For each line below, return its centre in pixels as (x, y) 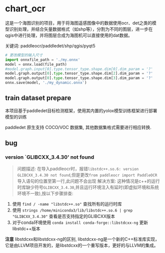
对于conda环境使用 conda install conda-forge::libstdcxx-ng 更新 (80, 222)
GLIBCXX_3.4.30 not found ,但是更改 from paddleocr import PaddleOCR (87, 175)
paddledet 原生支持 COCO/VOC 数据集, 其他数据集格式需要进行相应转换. (78, 127)
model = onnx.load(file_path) (36, 64)
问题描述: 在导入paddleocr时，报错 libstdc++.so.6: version (78, 169)
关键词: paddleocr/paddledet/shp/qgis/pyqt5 (50, 45)
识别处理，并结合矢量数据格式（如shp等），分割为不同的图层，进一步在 (81, 29)
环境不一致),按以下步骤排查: (45, 193)
